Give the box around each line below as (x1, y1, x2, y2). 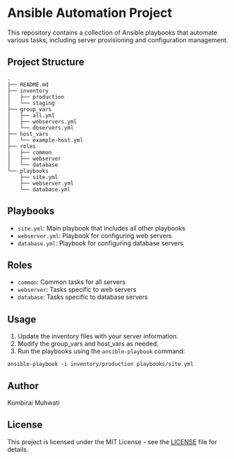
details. (7, 445, 29, 453)
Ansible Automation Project (7, 5, 173, 21)
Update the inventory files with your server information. (17, 332, 179, 341)
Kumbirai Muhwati (7, 398, 60, 407)
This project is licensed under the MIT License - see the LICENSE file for (7, 437, 217, 446)
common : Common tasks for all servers (17, 278, 125, 286)
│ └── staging (7, 99, 55, 106)
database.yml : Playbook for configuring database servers (17, 238, 184, 247)
